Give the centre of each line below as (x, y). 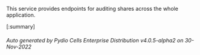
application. (21, 15)
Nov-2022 (19, 47)
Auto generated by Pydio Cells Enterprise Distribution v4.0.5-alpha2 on (95, 40)
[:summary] (21, 27)
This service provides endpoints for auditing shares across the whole (92, 9)
